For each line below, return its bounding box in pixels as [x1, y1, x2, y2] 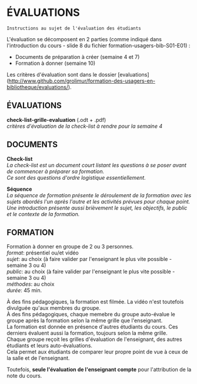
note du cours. [6, 372, 42, 379]
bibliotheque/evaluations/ [6, 83, 68, 91]
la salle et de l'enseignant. [6, 355, 70, 362]
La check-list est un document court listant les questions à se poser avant [6, 161, 187, 168]
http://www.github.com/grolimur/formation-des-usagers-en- [8, 77, 155, 84]
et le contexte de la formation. [6, 210, 80, 217]
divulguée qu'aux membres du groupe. [6, 304, 101, 312]
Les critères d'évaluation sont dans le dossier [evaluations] [6, 71, 149, 78]
